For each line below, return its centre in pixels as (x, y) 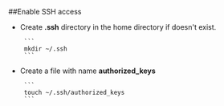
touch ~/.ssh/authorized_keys (74, 92)
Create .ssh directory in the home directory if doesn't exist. (118, 27)
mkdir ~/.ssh (45, 49)
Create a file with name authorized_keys (88, 71)
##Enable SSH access (45, 12)
